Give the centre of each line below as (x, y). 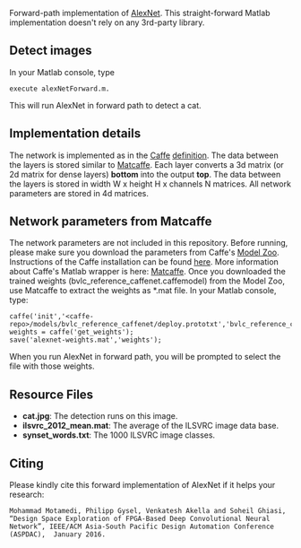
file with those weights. (52, 366)
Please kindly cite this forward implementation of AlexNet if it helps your (142, 485)
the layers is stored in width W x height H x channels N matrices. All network (150, 184)
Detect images (51, 51)
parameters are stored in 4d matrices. (79, 193)
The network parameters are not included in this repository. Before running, (149, 243)
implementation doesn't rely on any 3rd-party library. (107, 22)
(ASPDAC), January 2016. (57, 535)
